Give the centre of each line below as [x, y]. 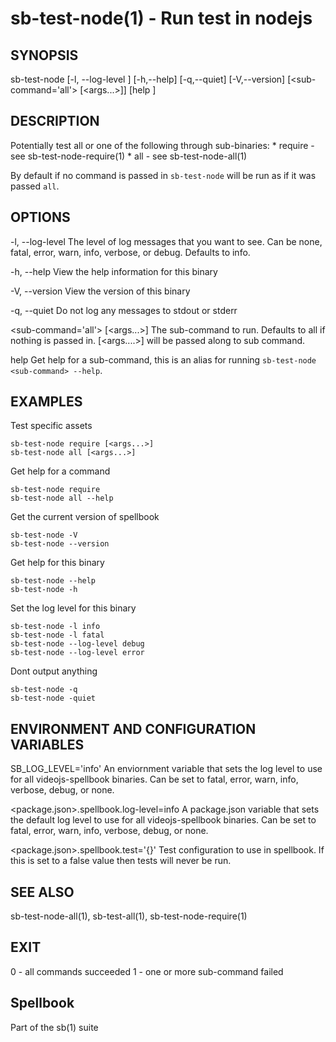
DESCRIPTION [55, 121]
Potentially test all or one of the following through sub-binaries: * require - [162, 145]
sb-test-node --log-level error [77, 653]
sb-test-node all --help [62, 498]
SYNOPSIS [44, 55]
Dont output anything [54, 671]
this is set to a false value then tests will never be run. [121, 861]
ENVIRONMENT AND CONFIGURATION [133, 728]
